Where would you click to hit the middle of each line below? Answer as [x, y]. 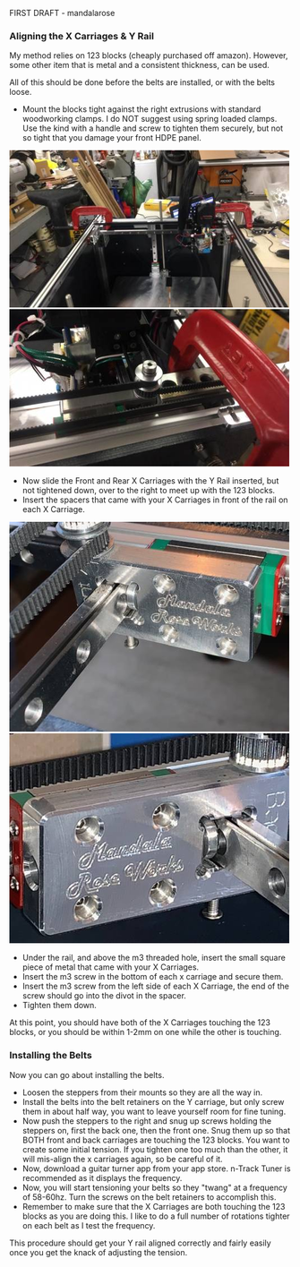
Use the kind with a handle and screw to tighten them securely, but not [153, 128]
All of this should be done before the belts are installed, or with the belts [142, 82]
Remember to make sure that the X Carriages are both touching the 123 [154, 1206]
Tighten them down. [59, 1006]
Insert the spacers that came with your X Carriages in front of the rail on [155, 500]
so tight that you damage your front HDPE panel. [111, 138]
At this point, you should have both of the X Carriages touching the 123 [140, 1023]
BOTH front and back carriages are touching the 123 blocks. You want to [156, 1140]
